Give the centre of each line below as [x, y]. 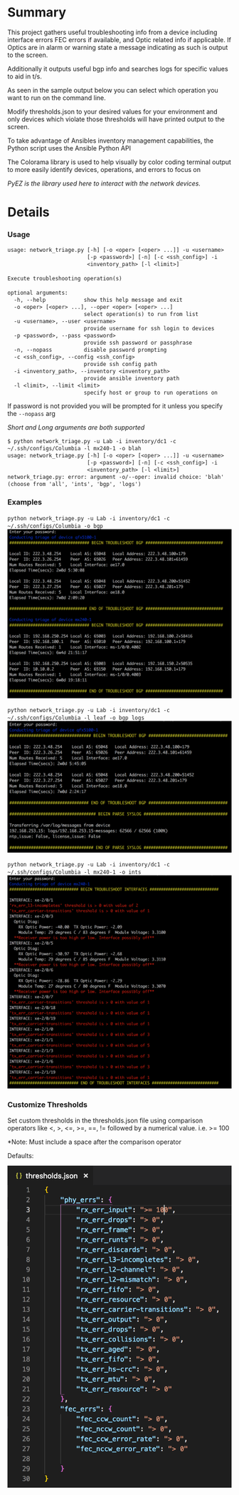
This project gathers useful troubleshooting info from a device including [112, 32]
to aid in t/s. [25, 76]
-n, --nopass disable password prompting [90, 350]
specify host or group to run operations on [151, 393]
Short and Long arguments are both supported [76, 427]
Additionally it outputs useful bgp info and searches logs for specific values [118, 69]
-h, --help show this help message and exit [98, 300]
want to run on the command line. [57, 98]
